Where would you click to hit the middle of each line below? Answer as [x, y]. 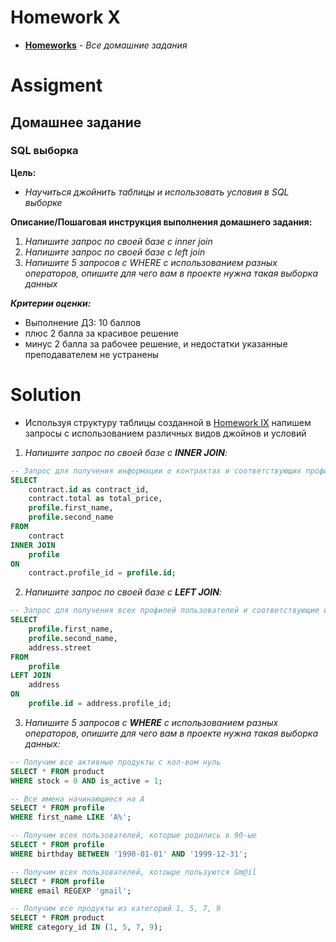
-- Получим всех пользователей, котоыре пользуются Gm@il [133, 872]
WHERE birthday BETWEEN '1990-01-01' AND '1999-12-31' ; [129, 854]
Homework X [65, 17]
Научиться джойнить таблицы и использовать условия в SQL [157, 192]
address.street [60, 647]
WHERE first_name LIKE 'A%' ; [71, 817]
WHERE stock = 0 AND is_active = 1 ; [86, 781]
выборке [43, 202]
